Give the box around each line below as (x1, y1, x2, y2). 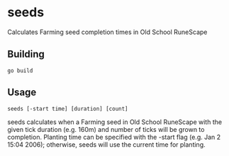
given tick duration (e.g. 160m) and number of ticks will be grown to (7, 125, 205, 133)
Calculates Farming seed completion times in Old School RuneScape (7, 28, 208, 36)
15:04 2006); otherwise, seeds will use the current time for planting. (7, 140, 206, 149)
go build (7, 67, 33, 74)
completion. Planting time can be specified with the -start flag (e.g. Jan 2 (7, 133, 221, 141)
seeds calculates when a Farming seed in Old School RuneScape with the (7, 118, 222, 126)
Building (7, 48, 45, 60)
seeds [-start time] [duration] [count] (7, 105, 129, 112)
